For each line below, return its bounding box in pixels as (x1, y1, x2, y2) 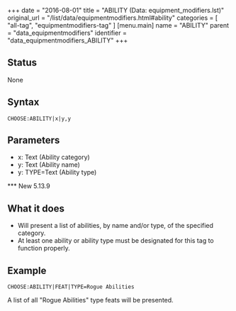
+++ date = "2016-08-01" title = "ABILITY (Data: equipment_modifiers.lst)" (7, 6, 225, 14)
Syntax (7, 96, 40, 109)
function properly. (17, 244, 71, 253)
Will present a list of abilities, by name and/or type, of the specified (17, 222, 214, 230)
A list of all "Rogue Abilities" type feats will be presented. (7, 296, 174, 305)
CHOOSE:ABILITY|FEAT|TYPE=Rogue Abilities (7, 283, 135, 290)
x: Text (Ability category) (17, 153, 90, 162)
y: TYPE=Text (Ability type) (17, 168, 97, 177)
